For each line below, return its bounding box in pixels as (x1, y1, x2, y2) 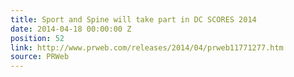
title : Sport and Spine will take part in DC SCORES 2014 (10, 14, 257, 25)
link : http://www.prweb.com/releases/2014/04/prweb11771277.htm (10, 42, 284, 53)
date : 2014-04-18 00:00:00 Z (10, 24, 132, 34)
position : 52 (10, 33, 65, 43)
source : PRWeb (10, 52, 70, 62)
